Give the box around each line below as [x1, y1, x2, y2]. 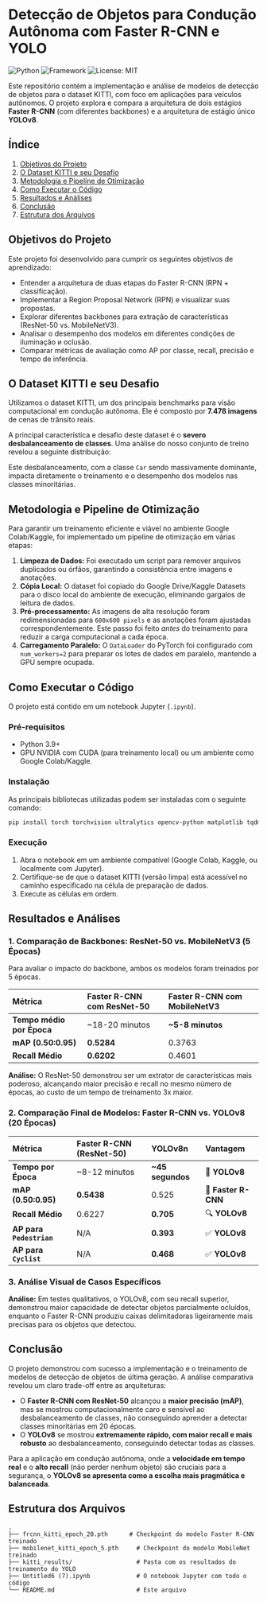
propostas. [19, 303, 56, 313]
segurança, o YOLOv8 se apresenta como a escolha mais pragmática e [8, 1470, 246, 1480]
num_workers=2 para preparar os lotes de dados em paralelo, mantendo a [19, 649, 257, 659]
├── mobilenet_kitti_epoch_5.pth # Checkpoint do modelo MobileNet [8, 1544, 250, 1552]
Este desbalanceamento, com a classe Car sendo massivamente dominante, [8, 463, 257, 472]
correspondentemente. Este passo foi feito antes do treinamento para [19, 624, 249, 633]
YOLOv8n [150, 1143, 189, 1154]
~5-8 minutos [168, 1020, 223, 1031]
